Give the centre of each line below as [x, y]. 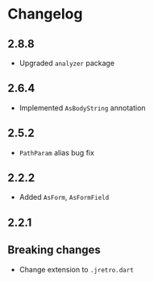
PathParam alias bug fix [56, 152]
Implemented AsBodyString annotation [82, 108]
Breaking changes [54, 250]
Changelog [45, 14]
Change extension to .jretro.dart [76, 269]
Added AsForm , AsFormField [64, 197]
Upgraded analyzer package [67, 63]
